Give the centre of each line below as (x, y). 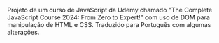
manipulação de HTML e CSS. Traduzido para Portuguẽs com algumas (109, 25)
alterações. (23, 32)
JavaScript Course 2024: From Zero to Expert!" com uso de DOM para (108, 17)
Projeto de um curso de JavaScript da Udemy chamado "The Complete (110, 10)
